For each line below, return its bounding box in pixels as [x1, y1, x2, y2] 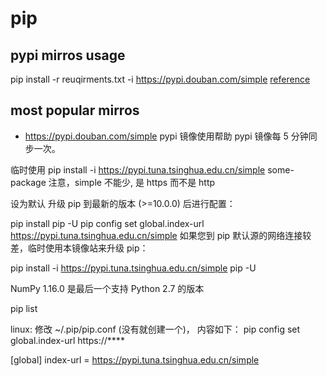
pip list [10, 302, 38, 314]
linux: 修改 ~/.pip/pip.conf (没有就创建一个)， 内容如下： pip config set [10, 323, 301, 335]
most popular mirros [10, 102, 140, 119]
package [10, 176, 47, 188]
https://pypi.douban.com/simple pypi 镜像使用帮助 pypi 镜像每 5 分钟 [24, 130, 309, 142]
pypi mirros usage [10, 47, 126, 64]
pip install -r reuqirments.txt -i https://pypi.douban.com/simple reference [10, 73, 311, 85]
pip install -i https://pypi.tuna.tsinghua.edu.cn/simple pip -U [10, 262, 257, 274]
